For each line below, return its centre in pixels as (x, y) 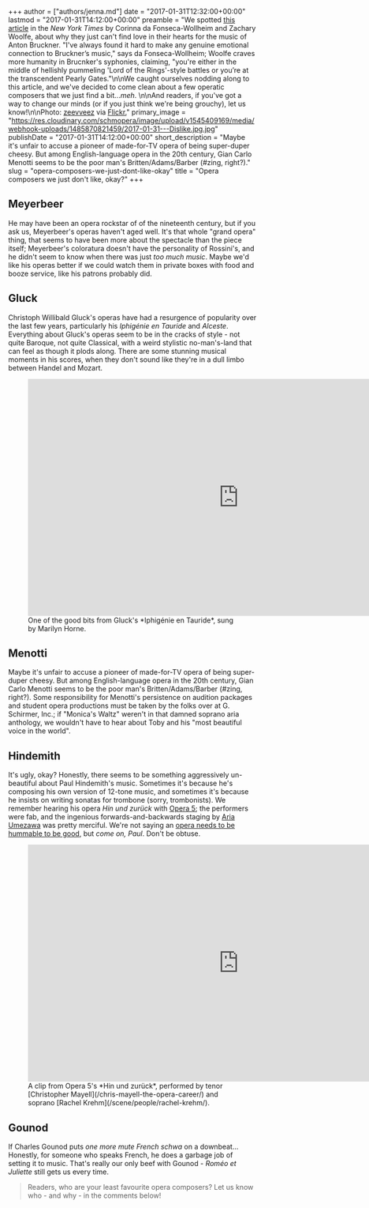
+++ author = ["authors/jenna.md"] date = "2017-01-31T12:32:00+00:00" (127, 11)
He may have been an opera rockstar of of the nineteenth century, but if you (132, 223)
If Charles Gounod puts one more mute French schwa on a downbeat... (123, 1147)
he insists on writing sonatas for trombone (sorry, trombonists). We (117, 800)
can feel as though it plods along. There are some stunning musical (117, 351)
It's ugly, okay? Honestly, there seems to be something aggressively (119, 775)
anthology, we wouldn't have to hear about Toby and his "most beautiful (125, 723)
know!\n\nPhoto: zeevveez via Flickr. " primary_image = (97, 112)
